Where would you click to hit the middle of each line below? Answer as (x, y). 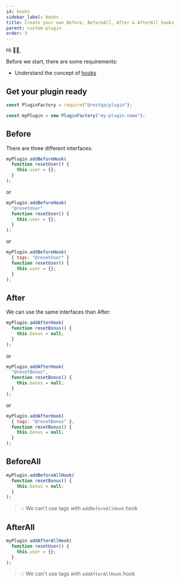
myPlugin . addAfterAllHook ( (39, 541)
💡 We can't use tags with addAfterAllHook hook (78, 574)
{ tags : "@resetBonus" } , (43, 421)
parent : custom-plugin (34, 28)
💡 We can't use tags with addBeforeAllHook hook (79, 508)
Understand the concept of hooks (55, 73)
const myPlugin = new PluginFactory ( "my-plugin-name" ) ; (76, 115)
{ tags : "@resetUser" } (40, 258)
